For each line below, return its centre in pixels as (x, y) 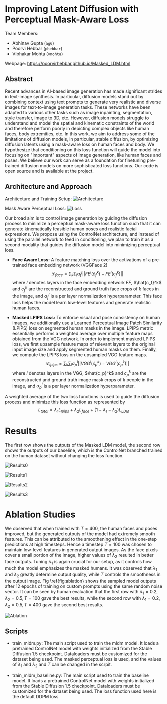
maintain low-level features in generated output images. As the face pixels (82, 550)
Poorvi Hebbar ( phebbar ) (37, 48)
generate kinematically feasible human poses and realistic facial (71, 229)
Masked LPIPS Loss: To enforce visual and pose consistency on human (86, 317)
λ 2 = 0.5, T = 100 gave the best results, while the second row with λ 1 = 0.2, (83, 599)
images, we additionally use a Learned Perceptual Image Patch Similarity (87, 323)
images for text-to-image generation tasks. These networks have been (78, 107)
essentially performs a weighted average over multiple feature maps (83, 333)
